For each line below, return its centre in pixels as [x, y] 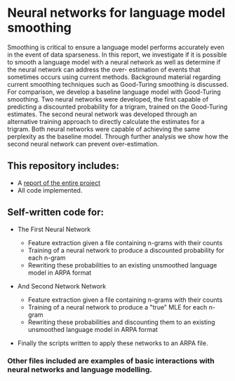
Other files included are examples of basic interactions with [111, 361]
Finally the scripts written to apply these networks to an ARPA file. [113, 343]
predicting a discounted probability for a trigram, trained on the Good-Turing [117, 106]
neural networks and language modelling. [80, 370]
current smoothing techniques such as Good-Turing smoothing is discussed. [118, 84]
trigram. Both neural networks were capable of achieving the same [103, 129]
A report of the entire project [59, 183]
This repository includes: [63, 166]
